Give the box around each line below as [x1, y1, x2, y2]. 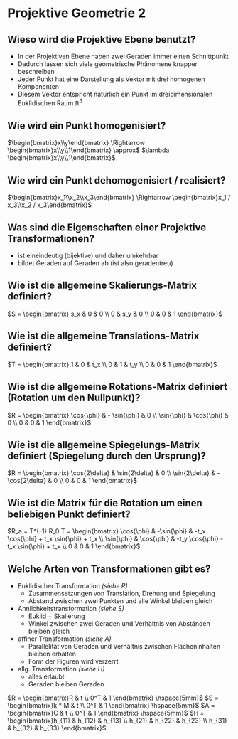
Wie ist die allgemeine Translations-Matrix [7, 330, 200, 342]
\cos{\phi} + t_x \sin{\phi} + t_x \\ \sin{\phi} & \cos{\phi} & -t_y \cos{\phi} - [7, 535, 224, 543]
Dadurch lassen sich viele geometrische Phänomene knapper [17, 60, 198, 68]
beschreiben [17, 68, 55, 75]
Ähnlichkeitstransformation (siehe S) [17, 604, 124, 612]
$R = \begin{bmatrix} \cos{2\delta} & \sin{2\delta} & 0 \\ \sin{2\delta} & [7, 469, 215, 477]
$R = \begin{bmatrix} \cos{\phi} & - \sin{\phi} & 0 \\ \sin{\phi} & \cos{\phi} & [7, 410, 229, 419]
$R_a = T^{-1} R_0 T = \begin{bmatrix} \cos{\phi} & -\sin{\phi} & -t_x [7, 527, 206, 536]
